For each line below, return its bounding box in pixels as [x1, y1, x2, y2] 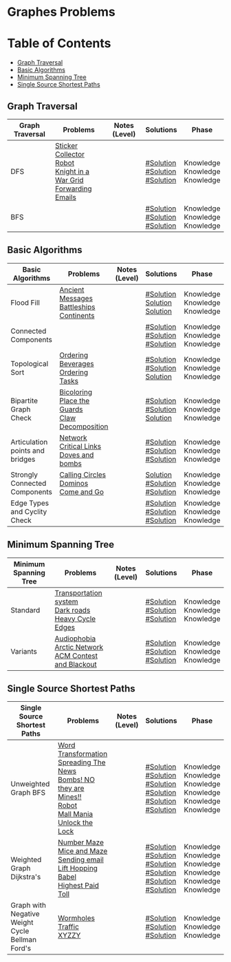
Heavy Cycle [54, 614, 96, 623]
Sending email [58, 855, 104, 864]
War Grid [54, 175, 84, 184]
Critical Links [59, 441, 102, 451]
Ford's [10, 943, 32, 953]
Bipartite [10, 396, 38, 405]
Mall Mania [58, 809, 93, 819]
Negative [10, 909, 40, 919]
